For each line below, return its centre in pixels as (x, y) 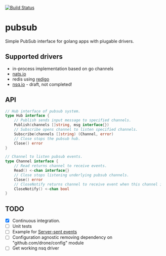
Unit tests (22, 226)
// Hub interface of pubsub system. (43, 111)
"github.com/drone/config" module (48, 243)
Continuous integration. (36, 221)
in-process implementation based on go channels (63, 69)
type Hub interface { (27, 116)
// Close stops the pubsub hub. (47, 139)
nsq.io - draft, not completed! (42, 84)
